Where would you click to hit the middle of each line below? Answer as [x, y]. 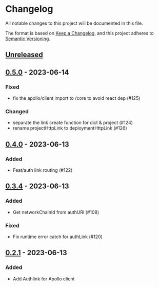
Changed [17, 111]
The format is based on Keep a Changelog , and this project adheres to [79, 33]
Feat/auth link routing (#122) [43, 170]
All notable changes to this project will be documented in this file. [74, 23]
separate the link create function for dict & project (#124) [73, 123]
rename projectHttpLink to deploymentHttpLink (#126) [70, 128]
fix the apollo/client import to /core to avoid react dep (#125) [76, 98]
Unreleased [24, 55]
